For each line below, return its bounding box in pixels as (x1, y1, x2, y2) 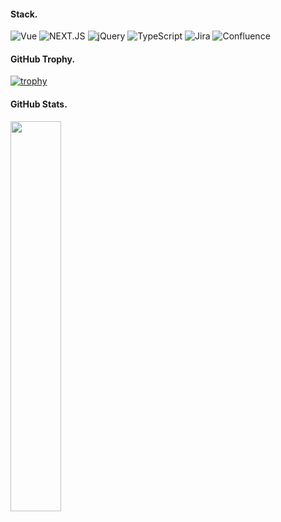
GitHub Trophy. (10, 53, 76, 65)
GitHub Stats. (10, 98, 68, 110)
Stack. (10, 8, 38, 20)
